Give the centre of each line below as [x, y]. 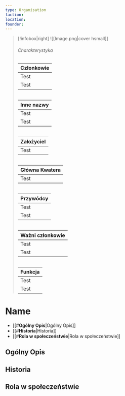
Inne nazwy [34, 105]
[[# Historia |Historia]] [34, 331]
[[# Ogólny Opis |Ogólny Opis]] [44, 325]
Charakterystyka [35, 50]
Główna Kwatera [40, 170]
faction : [14, 15]
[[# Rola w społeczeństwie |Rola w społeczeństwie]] [66, 337]
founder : [14, 24]
